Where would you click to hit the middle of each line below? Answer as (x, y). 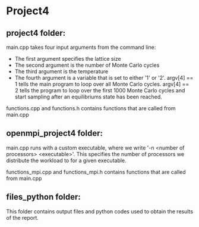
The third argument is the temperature (61, 71)
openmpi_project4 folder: (54, 133)
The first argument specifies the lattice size (68, 59)
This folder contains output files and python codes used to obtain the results (100, 211)
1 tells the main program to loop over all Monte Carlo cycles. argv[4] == (102, 84)
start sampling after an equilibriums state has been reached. (88, 97)
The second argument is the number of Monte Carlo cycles (87, 65)
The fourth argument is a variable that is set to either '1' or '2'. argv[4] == (104, 78)
